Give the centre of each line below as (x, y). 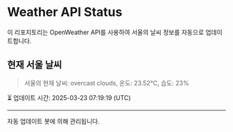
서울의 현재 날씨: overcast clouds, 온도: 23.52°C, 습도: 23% (106, 83)
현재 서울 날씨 (35, 65)
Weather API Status (65, 12)
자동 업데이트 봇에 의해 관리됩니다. (53, 121)
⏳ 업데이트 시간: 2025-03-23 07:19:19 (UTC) (69, 97)
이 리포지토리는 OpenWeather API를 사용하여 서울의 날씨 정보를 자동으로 (106, 32)
